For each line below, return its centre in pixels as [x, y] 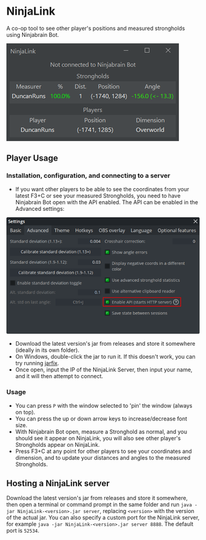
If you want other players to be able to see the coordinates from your [102, 189]
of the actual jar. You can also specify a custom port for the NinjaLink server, [103, 518]
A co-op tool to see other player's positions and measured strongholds [96, 28]
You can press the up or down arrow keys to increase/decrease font [101, 419]
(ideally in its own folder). [47, 350]
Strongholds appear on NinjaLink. [57, 444]
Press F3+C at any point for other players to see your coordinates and [103, 451]
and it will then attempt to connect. [59, 376]
